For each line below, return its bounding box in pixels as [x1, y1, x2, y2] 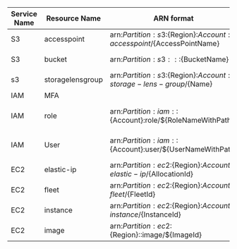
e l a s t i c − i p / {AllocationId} [109, 169, 194, 178]
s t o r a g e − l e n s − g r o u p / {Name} [109, 79, 213, 89]
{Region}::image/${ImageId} [109, 230, 202, 239]
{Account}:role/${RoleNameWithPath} [109, 116, 235, 125]
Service [11, 9, 37, 18]
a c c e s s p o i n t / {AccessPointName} [109, 39, 220, 48]
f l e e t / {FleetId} [109, 190, 156, 199]
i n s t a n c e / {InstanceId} [109, 209, 181, 219]
